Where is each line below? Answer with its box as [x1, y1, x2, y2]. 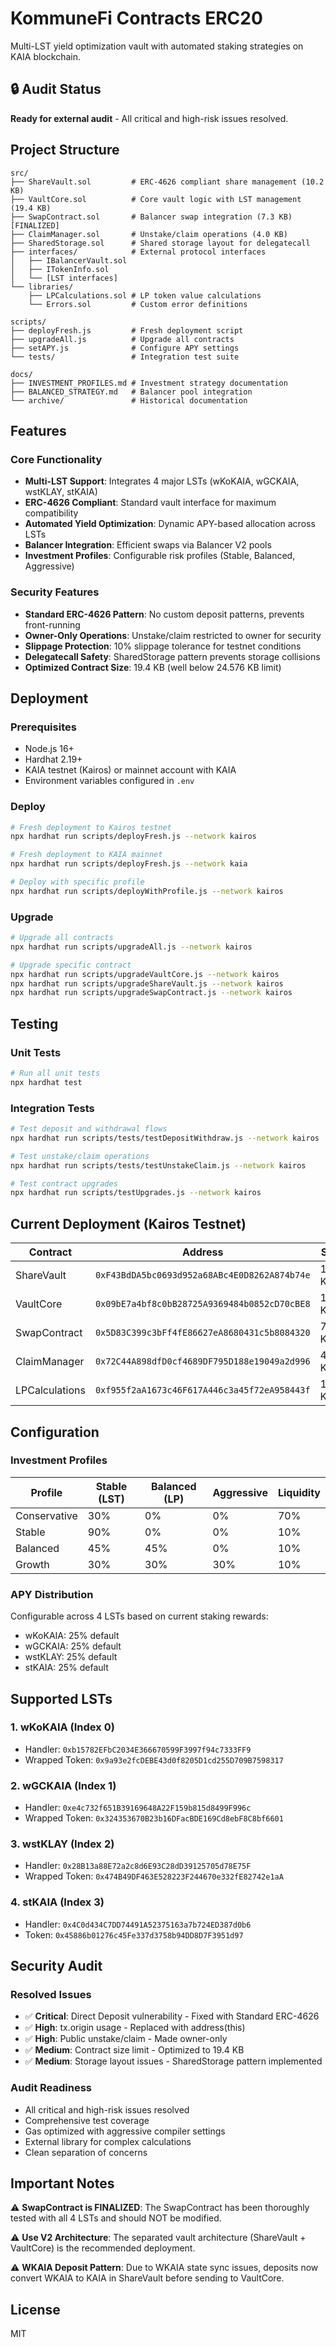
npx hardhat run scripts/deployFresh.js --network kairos [10, 832, 257, 842]
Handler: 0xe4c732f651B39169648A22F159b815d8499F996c [24, 1802, 252, 1814]
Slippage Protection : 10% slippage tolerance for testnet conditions [24, 640, 302, 652]
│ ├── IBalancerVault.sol [10, 255, 128, 266]
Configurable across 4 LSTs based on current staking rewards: [10, 1610, 269, 1622]
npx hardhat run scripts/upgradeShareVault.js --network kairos [10, 978, 284, 989]
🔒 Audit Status [10, 81, 102, 98]
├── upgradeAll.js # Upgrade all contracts [10, 334, 235, 344]
